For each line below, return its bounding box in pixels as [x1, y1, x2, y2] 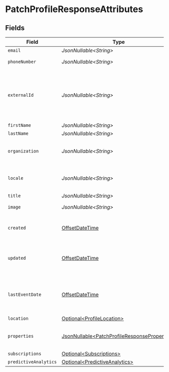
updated [8, 255, 26, 261]
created [8, 225, 26, 231]
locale [8, 175, 24, 181]
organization [8, 148, 39, 154]
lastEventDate [8, 292, 42, 297]
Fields [5, 24, 25, 32]
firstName [8, 122, 31, 128]
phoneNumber [8, 59, 37, 64]
